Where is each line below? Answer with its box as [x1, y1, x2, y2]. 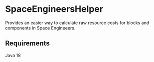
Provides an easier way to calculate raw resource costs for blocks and [5, 20, 150, 26]
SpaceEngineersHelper [5, 3, 104, 15]
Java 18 [5, 52, 21, 58]
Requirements [5, 39, 50, 48]
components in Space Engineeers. [5, 25, 76, 31]
